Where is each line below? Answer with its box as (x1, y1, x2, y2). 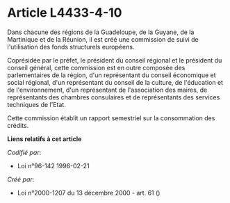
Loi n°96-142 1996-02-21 (17, 161, 90, 170)
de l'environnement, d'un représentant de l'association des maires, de (7, 86, 208, 94)
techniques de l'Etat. (7, 100, 66, 108)
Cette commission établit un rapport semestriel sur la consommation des (7, 113, 215, 122)
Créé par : (7, 175, 35, 184)
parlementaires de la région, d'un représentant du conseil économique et (7, 71, 217, 79)
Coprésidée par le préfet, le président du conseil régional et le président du (7, 56, 222, 64)
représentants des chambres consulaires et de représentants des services (7, 92, 220, 101)
